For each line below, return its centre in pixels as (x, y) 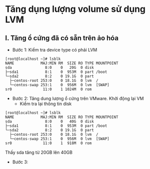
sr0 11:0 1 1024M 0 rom (49, 89)
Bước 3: (20, 162)
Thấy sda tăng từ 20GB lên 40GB (39, 152)
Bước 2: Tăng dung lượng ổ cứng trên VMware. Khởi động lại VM (78, 98)
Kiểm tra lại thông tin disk (46, 104)
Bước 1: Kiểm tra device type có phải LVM (55, 50)
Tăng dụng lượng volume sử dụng (75, 9)
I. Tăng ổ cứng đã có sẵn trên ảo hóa (62, 38)
